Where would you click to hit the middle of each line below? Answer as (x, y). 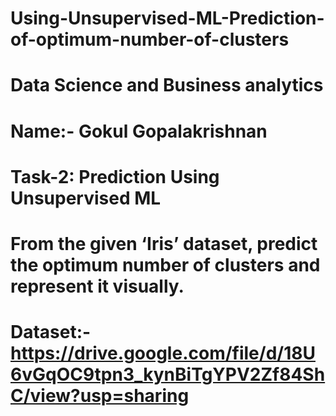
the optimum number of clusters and (165, 264)
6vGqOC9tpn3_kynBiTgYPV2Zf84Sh (168, 374)
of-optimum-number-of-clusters (150, 39)
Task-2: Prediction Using (115, 176)
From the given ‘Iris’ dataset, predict (164, 243)
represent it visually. (97, 286)
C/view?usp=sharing (100, 396)
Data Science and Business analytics (167, 85)
